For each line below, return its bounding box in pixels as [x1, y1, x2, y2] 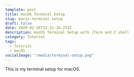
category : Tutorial [5, 35, 45, 40]
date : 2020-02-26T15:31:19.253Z [5, 26, 72, 30]
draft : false [5, 21, 32, 26]
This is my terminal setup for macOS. [5, 66, 81, 72]
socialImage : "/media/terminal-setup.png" [5, 52, 94, 58]
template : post [5, 7, 37, 12]
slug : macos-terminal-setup [5, 16, 63, 21]
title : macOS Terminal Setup [5, 12, 65, 17]
